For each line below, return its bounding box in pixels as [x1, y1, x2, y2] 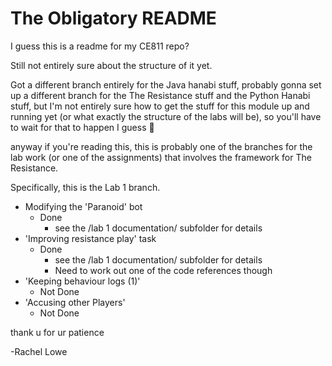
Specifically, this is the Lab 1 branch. [10, 181, 161, 193]
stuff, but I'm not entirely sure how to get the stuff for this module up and [10, 100, 310, 112]
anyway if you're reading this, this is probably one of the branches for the [10, 140, 313, 152]
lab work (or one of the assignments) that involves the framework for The [10, 151, 312, 163]
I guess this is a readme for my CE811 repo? [10, 40, 190, 52]
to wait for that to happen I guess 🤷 [10, 121, 155, 133]
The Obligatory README [10, 7, 217, 30]
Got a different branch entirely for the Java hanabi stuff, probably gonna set [10, 78, 322, 91]
